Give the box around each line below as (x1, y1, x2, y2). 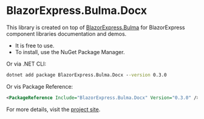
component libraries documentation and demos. (6, 30, 127, 37)
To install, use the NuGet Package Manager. (15, 48, 125, 55)
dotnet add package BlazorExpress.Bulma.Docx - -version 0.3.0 (6, 72, 167, 78)
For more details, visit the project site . (6, 106, 101, 113)
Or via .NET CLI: (6, 60, 47, 67)
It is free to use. (15, 42, 55, 49)
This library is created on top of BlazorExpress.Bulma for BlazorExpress (6, 24, 185, 31)
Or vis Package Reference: (6, 83, 73, 90)
